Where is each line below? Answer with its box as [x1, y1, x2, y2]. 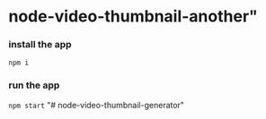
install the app [8, 38, 73, 51]
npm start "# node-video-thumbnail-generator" [8, 99, 185, 110]
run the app [8, 79, 60, 91]
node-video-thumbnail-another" [8, 6, 258, 27]
